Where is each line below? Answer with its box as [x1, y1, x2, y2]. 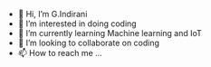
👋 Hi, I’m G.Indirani [17, 9, 88, 19]
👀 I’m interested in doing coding [17, 18, 138, 29]
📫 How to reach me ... [17, 48, 102, 58]
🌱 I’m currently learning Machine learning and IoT [17, 28, 202, 38]
